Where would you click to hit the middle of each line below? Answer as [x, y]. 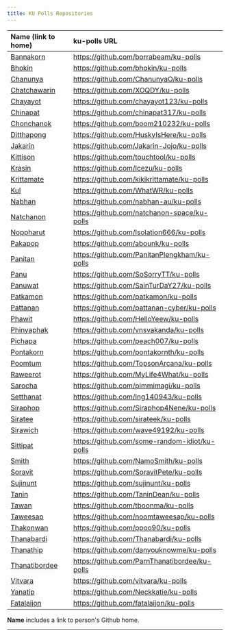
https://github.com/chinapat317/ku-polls [140, 112]
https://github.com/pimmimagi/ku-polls [137, 386]
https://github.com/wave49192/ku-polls [139, 430]
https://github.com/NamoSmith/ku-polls [138, 461]
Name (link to [33, 36]
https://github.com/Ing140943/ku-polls [137, 397]
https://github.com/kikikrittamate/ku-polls [141, 179]
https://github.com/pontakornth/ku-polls [139, 352]
